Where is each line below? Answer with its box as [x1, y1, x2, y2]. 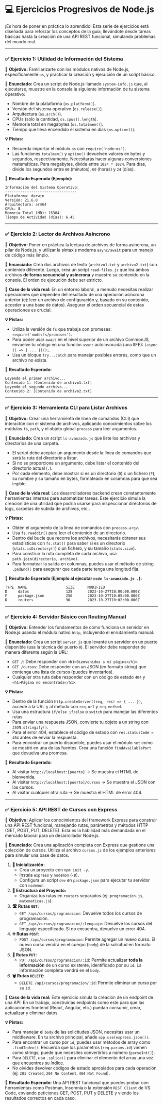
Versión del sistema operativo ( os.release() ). [12, 106, 103, 112]
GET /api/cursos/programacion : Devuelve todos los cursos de [19, 910, 142, 916]
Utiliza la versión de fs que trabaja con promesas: [12, 326, 112, 332]
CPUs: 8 [5, 206, 21, 211]
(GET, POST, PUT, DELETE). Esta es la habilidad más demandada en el [5, 828, 146, 833]
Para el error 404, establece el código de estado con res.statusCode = [12, 730, 154, 735]
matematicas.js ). [19, 898, 53, 904]
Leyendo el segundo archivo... [5, 384, 68, 389]
